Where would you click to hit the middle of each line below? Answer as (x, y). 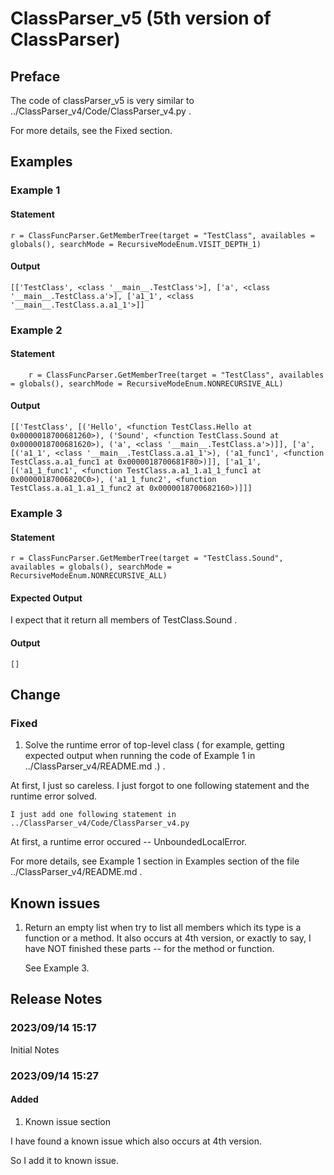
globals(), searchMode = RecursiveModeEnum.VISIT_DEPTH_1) (136, 244)
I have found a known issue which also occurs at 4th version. (136, 1141)
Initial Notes (35, 1049)
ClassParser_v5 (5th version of (141, 18)
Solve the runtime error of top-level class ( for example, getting (154, 745)
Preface (35, 76)
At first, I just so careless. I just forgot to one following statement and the (160, 786)
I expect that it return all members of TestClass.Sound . (124, 620)
